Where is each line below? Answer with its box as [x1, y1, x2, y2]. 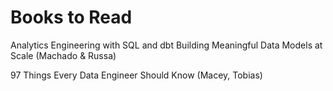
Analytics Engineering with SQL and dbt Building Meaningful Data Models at [10, 39, 323, 51]
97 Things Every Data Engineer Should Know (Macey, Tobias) [10, 69, 263, 81]
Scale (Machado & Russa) [10, 49, 117, 61]
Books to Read [10, 6, 133, 29]
